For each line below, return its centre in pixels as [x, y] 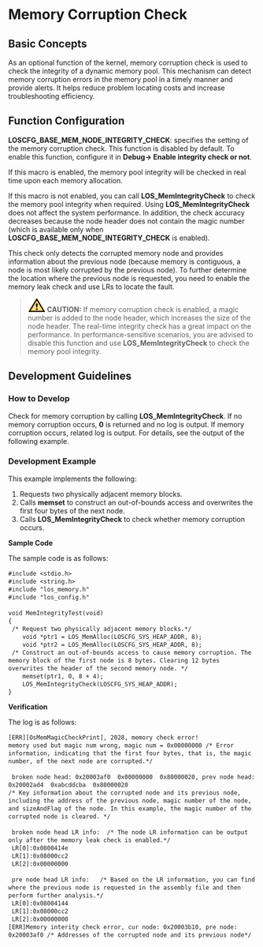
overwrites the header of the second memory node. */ [98, 668]
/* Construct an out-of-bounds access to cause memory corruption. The [131, 652]
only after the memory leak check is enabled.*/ [89, 840]
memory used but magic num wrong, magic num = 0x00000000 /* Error [121, 745]
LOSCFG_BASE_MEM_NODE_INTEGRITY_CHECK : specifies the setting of [128, 140]
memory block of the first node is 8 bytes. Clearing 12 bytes [114, 660]
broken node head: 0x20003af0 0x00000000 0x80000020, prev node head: [133, 777]
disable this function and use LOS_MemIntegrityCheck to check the [138, 343]
